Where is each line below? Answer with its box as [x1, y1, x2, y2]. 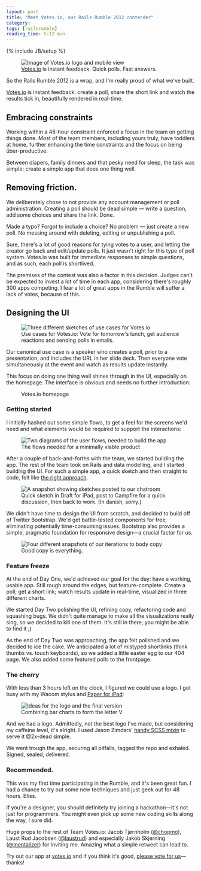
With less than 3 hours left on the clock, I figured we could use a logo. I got [6, 684, 191, 691]
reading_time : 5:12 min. [6, 31, 68, 37]
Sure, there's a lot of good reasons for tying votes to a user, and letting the [6, 241, 190, 248]
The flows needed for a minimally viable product [21, 443, 141, 450]
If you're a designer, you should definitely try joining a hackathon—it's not [6, 803, 188, 811]
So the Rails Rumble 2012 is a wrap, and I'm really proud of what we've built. [6, 77, 194, 84]
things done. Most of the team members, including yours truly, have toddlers [6, 134, 195, 141]
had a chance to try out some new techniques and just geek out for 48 [6, 785, 180, 793]
